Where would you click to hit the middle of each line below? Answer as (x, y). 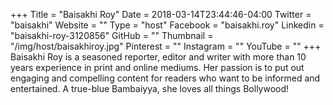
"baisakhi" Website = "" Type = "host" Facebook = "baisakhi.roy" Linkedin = (167, 25)
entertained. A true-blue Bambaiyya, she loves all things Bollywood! (150, 88)
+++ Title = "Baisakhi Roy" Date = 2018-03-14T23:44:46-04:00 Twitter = (161, 14)
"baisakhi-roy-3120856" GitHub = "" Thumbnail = (112, 35)
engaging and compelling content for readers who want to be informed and (165, 78)
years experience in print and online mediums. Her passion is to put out (157, 67)
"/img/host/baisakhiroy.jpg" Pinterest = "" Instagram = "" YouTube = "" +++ (166, 46)
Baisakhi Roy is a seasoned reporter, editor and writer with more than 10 (158, 57)
